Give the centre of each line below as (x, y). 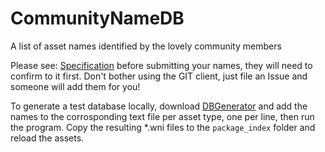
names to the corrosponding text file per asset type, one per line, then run (162, 116)
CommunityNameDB (97, 18)
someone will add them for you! (75, 86)
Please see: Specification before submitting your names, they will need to (161, 65)
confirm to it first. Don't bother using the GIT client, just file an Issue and (159, 76)
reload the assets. (47, 138)
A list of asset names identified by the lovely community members (146, 46)
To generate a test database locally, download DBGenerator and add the (159, 106)
